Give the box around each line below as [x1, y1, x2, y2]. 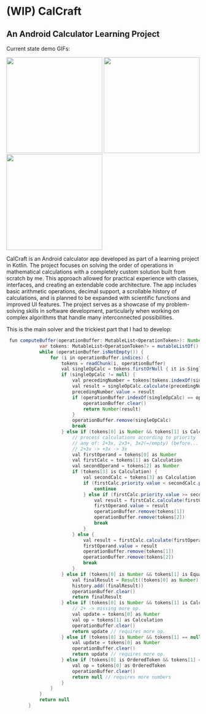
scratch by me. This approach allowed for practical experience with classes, [6, 275, 199, 282]
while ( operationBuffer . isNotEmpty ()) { [39, 348, 144, 355]
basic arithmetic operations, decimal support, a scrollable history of [6, 288, 177, 295]
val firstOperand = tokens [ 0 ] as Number [72, 451, 177, 458]
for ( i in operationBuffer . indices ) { [50, 355, 150, 361]
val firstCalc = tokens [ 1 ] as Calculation [72, 457, 183, 464]
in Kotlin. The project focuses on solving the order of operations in [6, 262, 174, 269]
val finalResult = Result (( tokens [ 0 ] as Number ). [72, 577, 202, 583]
